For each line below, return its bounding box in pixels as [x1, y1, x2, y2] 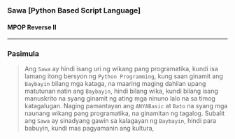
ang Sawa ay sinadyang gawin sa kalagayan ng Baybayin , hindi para [24, 117, 217, 125]
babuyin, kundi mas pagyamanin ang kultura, [24, 124, 155, 133]
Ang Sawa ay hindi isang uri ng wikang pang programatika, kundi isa [24, 65, 219, 73]
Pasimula [7, 49, 40, 59]
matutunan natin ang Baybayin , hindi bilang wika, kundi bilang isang [24, 87, 219, 96]
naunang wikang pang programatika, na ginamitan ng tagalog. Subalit [24, 109, 225, 117]
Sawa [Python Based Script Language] [7, 6, 141, 15]
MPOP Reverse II [7, 23, 57, 31]
